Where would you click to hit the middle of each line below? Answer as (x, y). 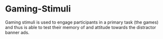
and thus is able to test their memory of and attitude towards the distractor (81, 27)
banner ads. (17, 32)
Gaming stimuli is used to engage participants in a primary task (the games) (82, 22)
